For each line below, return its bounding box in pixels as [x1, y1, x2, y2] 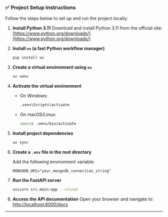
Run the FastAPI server [12, 177, 61, 183]
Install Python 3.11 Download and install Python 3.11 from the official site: [12, 25, 162, 31]
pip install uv [12, 55, 44, 60]
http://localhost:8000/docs [12, 201, 68, 207]
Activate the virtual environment [12, 83, 81, 89]
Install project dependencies [12, 130, 73, 136]
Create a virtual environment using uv [12, 64, 92, 70]
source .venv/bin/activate [19, 121, 76, 126]
